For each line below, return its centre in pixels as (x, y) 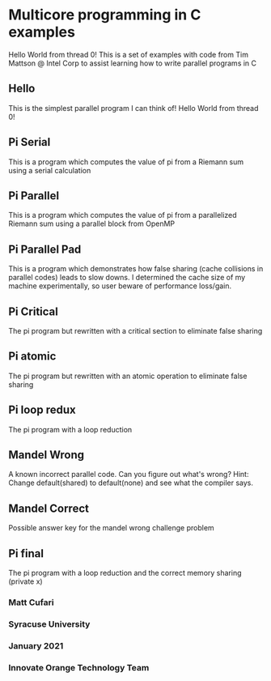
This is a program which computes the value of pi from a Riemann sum (126, 162)
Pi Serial (30, 142)
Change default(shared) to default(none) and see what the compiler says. (131, 483)
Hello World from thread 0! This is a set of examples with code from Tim (129, 54)
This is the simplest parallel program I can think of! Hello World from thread (133, 108)
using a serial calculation (50, 170)
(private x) (25, 581)
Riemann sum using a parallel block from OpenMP (92, 223)
